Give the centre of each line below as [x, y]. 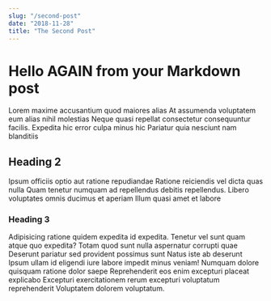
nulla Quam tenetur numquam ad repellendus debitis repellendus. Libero [129, 190]
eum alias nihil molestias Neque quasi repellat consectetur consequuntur [129, 119]
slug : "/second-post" [45, 16]
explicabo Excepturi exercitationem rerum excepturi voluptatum [114, 280]
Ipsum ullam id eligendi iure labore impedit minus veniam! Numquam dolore [134, 263]
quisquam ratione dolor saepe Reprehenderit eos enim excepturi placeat [129, 271]
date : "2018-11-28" [41, 23]
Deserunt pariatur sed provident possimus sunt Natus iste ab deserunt [125, 254]
